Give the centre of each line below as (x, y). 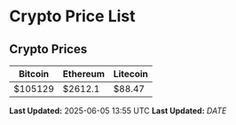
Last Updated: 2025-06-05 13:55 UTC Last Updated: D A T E (118, 111)
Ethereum (83, 74)
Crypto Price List (72, 16)
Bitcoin (34, 74)
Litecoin (130, 74)
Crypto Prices (48, 49)
